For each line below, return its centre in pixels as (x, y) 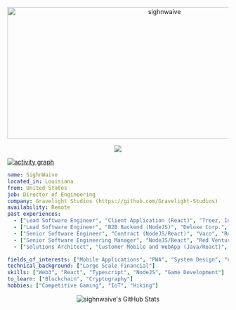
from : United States (38, 188)
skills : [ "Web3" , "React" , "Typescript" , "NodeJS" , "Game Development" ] (116, 273)
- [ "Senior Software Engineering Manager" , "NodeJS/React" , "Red (111, 240)
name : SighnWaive (33, 175)
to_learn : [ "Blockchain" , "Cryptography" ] (70, 279)
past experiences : (34, 214)
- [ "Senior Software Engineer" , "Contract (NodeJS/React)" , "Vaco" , (116, 233)
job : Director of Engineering (52, 194)
